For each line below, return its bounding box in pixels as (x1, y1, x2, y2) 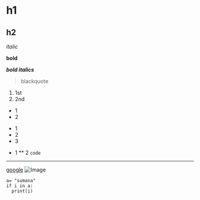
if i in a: (6, 183, 33, 189)
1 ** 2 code (14, 149, 41, 156)
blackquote (20, 78, 49, 85)
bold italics (6, 66, 35, 73)
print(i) (11, 188, 33, 194)
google (6, 166, 24, 173)
